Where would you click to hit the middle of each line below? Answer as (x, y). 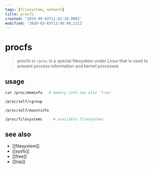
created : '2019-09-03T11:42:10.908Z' (44, 19)
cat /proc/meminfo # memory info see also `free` (59, 93)
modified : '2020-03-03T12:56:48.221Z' (44, 23)
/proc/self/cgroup (24, 101)
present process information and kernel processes (68, 66)
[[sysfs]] (21, 151)
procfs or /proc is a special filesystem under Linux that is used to (82, 61)
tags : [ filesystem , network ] (35, 10)
